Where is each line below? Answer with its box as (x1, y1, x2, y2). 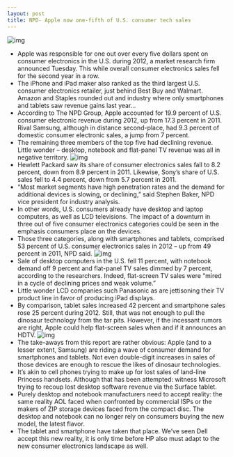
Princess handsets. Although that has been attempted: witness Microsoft (17, 375, 226, 383)
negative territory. (17, 153, 69, 161)
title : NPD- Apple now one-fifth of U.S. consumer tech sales (7, 17, 191, 24)
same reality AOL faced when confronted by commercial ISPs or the (17, 397, 212, 405)
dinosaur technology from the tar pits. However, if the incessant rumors (17, 316, 223, 324)
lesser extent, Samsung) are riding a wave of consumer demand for (17, 346, 211, 354)
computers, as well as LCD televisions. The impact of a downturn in (17, 212, 211, 220)
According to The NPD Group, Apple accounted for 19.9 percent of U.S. (17, 109, 222, 117)
